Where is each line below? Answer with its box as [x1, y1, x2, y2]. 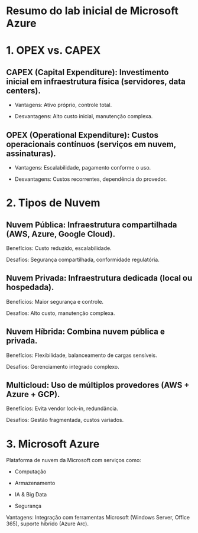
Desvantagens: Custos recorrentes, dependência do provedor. [14, 175, 167, 183]
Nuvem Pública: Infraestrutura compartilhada [6, 220, 177, 230]
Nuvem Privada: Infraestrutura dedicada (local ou [6, 273, 193, 283]
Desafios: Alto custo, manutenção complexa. [6, 309, 115, 317]
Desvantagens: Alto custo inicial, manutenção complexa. [14, 113, 153, 120]
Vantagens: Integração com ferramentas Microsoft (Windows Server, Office [6, 514, 190, 521]
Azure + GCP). [6, 389, 60, 399]
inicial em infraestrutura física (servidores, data [6, 76, 186, 86]
